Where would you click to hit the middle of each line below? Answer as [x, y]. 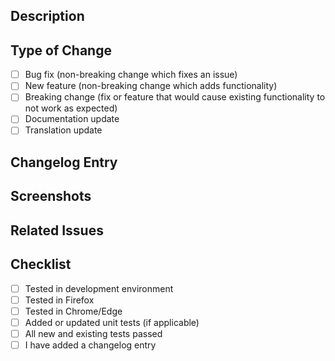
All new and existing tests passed [93, 333]
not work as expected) [71, 108]
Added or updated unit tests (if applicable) [112, 322]
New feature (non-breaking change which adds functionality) [151, 86]
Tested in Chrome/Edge [73, 311]
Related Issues [57, 230]
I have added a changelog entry [90, 345]
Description [47, 16]
